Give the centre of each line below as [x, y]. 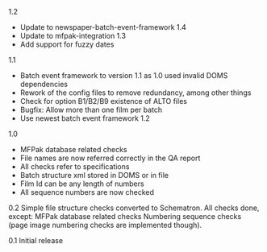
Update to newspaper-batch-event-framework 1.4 [103, 27]
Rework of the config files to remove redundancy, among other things [136, 93]
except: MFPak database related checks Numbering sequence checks [125, 216]
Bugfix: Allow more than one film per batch [91, 109]
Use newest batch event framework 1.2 [85, 118]
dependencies [44, 84]
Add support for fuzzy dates [67, 44]
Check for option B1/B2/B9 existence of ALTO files [104, 101]
